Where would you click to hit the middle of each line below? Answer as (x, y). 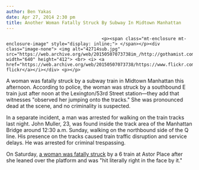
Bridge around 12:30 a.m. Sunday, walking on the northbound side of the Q (97, 130)
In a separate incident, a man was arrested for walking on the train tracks (95, 118)
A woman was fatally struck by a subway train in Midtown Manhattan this (95, 81)
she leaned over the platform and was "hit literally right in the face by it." (94, 161)
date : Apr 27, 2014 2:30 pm (41, 17)
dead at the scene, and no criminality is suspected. (68, 106)
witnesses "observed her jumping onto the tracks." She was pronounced (95, 100)
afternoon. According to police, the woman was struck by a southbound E (96, 87)
